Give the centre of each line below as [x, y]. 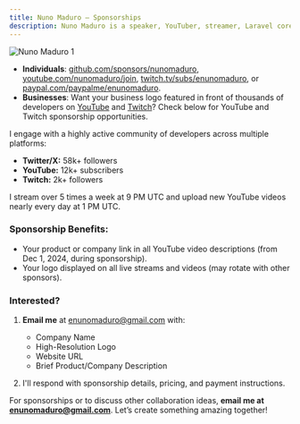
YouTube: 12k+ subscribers [73, 170]
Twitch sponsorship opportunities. [85, 116]
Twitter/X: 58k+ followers [70, 160]
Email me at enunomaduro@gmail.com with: [104, 320]
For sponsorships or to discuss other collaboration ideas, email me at [137, 401]
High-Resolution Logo [75, 347]
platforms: [28, 143]
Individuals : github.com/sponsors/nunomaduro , [110, 69]
